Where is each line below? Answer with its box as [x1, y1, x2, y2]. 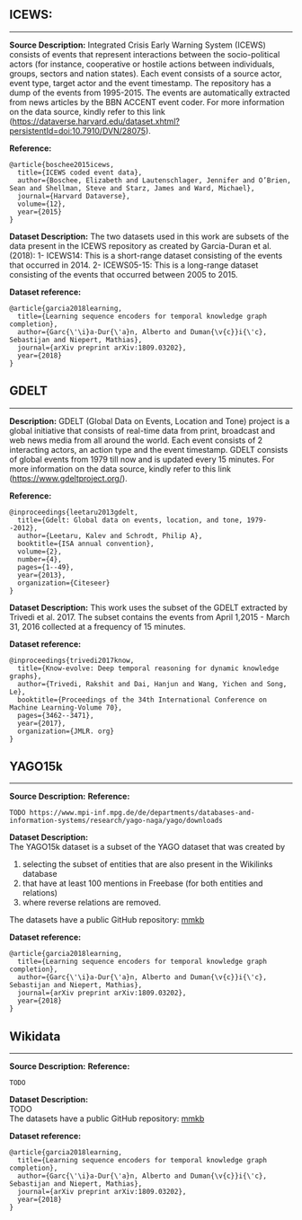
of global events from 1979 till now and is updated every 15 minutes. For [9, 454, 275, 464]
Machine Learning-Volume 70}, [9, 703, 123, 712]
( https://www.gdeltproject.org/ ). [9, 473, 128, 483]
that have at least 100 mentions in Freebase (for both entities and [22, 878, 263, 888]
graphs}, [9, 671, 42, 681]
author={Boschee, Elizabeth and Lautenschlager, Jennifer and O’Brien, [17, 175, 292, 185]
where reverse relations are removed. [22, 897, 162, 908]
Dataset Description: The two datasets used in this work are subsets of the [9, 231, 289, 242]
